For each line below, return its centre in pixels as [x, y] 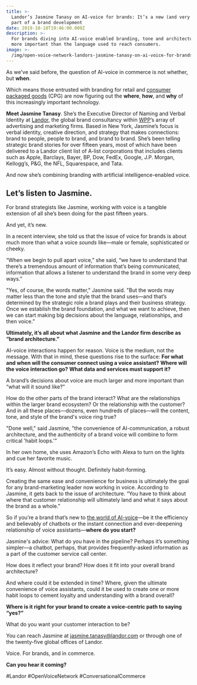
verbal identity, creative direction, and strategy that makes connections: [93, 132]
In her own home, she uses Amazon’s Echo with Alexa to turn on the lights [95, 452]
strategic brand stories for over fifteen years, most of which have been [91, 145]
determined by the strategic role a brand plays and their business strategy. [96, 303]
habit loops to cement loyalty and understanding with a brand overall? [90, 595]
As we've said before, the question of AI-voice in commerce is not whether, [97, 72]
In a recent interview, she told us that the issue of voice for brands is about [96, 236]
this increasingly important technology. [53, 102]
